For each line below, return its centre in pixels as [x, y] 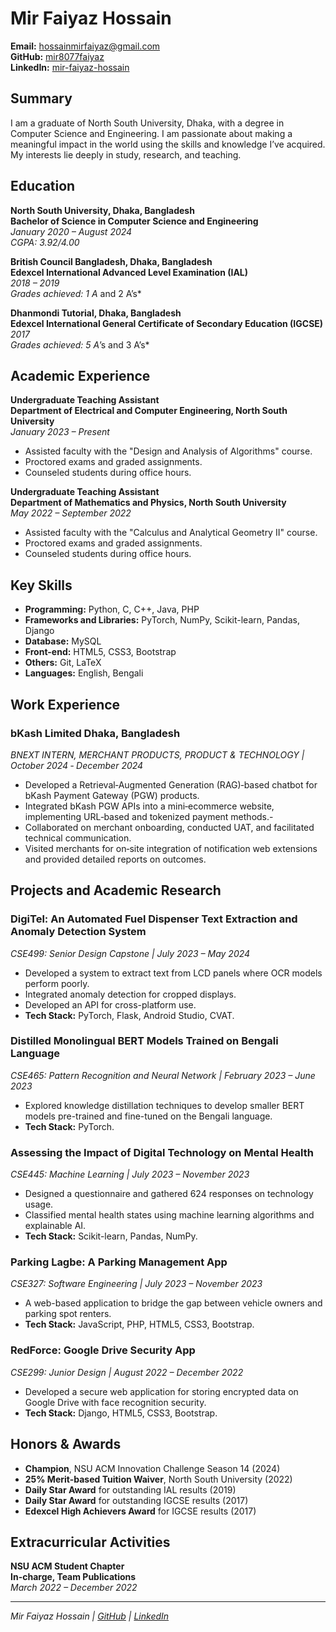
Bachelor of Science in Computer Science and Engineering [134, 221]
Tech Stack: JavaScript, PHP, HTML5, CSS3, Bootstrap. [139, 1324]
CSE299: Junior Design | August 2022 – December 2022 [127, 1372]
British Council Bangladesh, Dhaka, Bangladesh [111, 261]
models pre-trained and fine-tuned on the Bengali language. [148, 1116]
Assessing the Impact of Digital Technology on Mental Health [162, 1152]
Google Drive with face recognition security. [115, 1402]
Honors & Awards [66, 1444]
